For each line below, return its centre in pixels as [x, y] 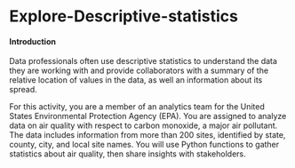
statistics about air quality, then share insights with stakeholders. [128, 154]
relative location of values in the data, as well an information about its [136, 80]
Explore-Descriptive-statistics [124, 16]
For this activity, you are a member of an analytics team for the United [137, 107]
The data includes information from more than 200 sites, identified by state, [147, 135]
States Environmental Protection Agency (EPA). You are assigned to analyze [148, 116]
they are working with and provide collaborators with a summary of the [139, 71]
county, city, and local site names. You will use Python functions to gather [144, 145]
